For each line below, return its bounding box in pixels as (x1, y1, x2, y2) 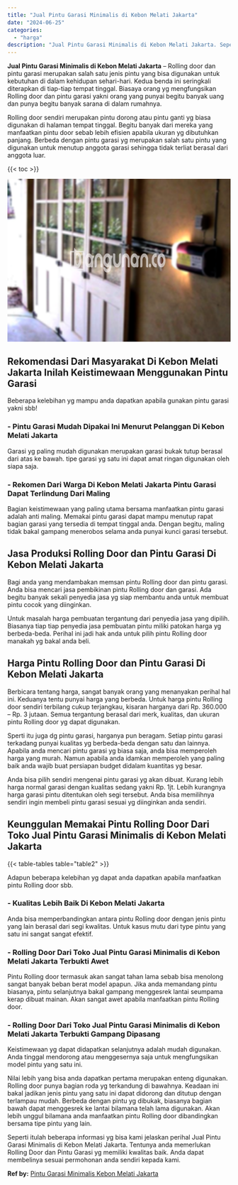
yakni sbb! (7, 404, 38, 413)
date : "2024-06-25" (7, 18, 65, 26)
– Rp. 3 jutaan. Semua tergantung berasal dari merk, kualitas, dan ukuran (7, 710, 220, 719)
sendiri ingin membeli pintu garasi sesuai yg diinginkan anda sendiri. (7, 797, 207, 806)
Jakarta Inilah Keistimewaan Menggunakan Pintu (7, 366, 229, 379)
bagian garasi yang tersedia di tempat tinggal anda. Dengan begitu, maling (7, 520, 225, 528)
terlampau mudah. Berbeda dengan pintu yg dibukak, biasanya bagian (7, 1097, 212, 1105)
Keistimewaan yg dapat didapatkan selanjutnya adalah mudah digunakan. (7, 1045, 222, 1054)
